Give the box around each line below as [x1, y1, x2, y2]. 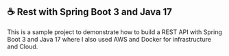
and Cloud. [7, 42, 38, 51]
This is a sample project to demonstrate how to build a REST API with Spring [7, 27, 223, 36]
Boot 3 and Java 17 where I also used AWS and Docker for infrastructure [7, 35, 211, 43]
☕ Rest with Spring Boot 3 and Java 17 [7, 6, 173, 18]
